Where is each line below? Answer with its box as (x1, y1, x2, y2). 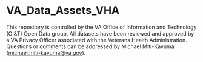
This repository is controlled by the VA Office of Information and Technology (6, 23, 197, 31)
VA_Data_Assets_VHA (6, 4, 120, 17)
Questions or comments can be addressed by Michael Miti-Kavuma (6, 43, 175, 50)
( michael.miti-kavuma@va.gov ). (6, 49, 86, 56)
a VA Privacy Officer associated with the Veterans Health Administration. (6, 36, 188, 43)
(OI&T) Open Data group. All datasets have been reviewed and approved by (6, 29, 195, 37)
